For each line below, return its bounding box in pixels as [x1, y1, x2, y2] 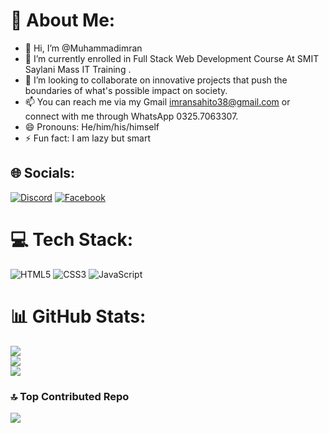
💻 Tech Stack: [10, 228, 134, 251]
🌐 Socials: [10, 165, 76, 182]
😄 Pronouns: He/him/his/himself [24, 120, 160, 133]
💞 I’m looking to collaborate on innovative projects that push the [24, 74, 288, 86]
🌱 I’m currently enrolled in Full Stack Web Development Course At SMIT [24, 52, 320, 64]
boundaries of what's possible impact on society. [24, 84, 228, 96]
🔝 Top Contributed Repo [10, 389, 130, 403]
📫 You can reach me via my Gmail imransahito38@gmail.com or [24, 95, 291, 108]
